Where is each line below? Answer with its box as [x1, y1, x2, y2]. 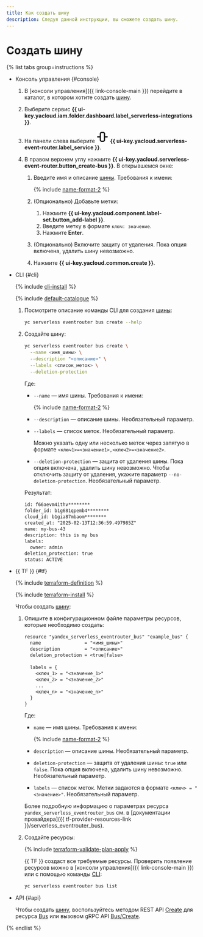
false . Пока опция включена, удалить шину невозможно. [33, 765, 183, 773]
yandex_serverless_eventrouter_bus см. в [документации [24, 809, 171, 816]
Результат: [24, 489, 52, 496]
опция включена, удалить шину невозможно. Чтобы [33, 464, 169, 471]
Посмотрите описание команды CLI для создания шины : [24, 306, 173, 314]
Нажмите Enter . [42, 229, 84, 237]
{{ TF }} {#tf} [15, 567, 48, 574]
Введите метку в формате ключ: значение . [42, 223, 152, 230]
